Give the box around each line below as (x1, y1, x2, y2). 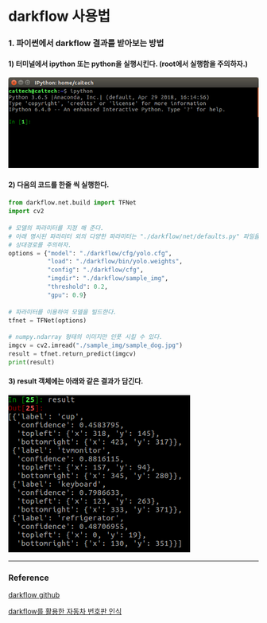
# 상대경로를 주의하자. (8, 240, 72, 249)
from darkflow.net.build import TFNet (8, 199, 137, 207)
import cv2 (8, 208, 44, 216)
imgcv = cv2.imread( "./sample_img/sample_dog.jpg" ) (8, 341, 183, 350)
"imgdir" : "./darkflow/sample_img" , (47, 275, 169, 282)
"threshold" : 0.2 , (47, 283, 109, 291)
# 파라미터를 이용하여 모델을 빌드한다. (8, 308, 117, 316)
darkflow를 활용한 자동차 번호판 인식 (8, 606, 122, 617)
